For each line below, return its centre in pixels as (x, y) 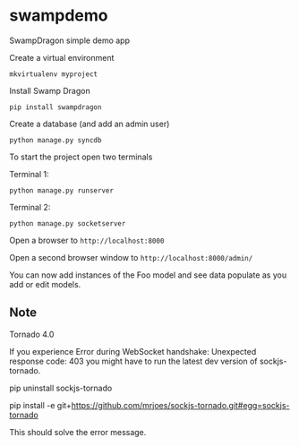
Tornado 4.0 (32, 334)
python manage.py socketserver (68, 223)
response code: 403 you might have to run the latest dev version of (133, 361)
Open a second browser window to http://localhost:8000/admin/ (131, 257)
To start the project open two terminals (81, 157)
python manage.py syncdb (56, 140)
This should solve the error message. (78, 432)
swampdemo (59, 16)
